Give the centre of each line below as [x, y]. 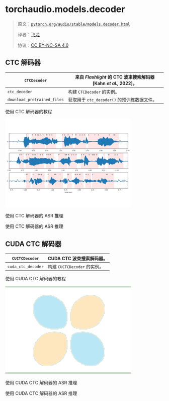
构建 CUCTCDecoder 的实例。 [76, 266]
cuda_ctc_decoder [25, 267]
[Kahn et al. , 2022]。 [115, 84]
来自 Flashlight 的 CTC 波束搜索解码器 [115, 77]
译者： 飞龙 [29, 34]
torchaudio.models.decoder [65, 9]
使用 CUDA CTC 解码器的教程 [36, 279]
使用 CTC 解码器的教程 [29, 112]
